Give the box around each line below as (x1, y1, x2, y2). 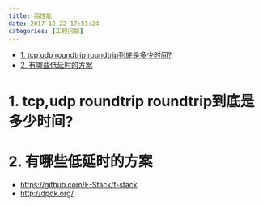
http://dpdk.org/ (19, 188, 74, 198)
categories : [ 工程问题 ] (8, 27, 83, 35)
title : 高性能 (8, 11, 53, 20)
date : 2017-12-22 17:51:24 (8, 19, 100, 28)
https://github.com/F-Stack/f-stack (19, 179, 138, 189)
